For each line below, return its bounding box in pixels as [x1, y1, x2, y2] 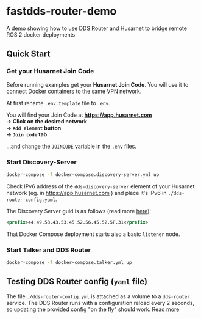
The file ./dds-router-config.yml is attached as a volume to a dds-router [6, 292, 190, 300]
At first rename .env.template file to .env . [6, 99, 110, 106]
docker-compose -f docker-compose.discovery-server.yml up [6, 171, 160, 178]
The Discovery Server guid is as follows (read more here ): [6, 207, 151, 215]
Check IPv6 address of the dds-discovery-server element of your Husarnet [6, 182, 195, 190]
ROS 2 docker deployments [6, 31, 76, 38]
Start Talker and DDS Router [6, 246, 91, 254]
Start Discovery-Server [6, 158, 77, 166]
